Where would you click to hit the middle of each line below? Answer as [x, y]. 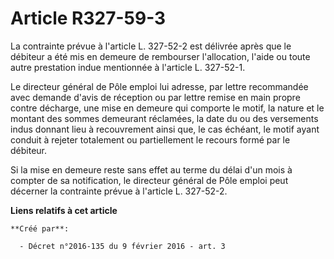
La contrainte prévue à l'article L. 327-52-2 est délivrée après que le [151, 46]
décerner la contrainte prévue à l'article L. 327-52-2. [119, 191]
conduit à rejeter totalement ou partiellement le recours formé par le [150, 139]
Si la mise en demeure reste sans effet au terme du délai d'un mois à [151, 169]
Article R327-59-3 [88, 18]
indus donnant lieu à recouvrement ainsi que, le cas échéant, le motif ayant [165, 129]
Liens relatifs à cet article [64, 210]
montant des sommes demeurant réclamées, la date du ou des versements [164, 118]
